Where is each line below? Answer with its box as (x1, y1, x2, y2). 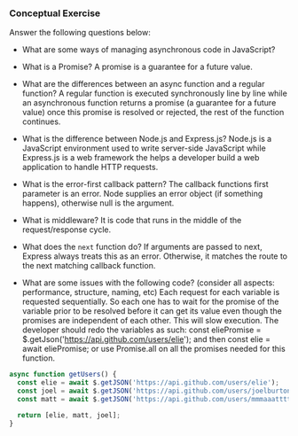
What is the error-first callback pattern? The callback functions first (21, 179, 269, 190)
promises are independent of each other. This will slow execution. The (21, 315, 279, 326)
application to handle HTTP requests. (21, 162, 159, 173)
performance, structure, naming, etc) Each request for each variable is (21, 287, 280, 298)
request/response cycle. (21, 224, 112, 235)
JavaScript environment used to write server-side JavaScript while (21, 143, 266, 153)
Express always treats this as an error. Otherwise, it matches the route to (21, 251, 288, 261)
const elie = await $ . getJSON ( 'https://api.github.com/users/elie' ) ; (17, 378, 279, 387)
